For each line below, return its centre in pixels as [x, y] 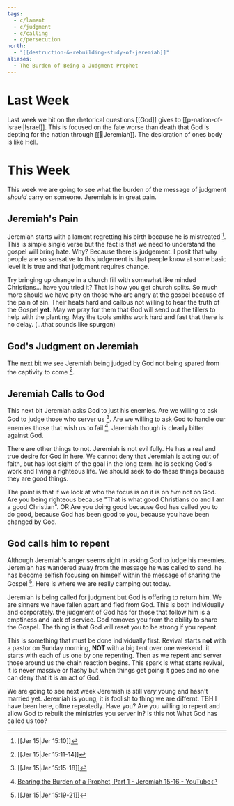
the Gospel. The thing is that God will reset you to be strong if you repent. [112, 627]
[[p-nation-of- [202, 119]
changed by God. [32, 522]
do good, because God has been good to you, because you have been [108, 514]
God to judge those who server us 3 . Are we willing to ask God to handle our [116, 418]
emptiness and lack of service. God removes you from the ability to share [112, 620]
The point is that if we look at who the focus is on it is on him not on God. [112, 492]
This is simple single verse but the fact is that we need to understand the [111, 244]
